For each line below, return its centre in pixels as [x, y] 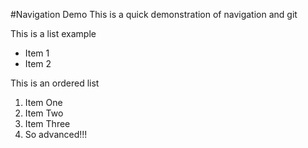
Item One [43, 102]
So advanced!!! [56, 134]
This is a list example [53, 33]
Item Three [47, 123]
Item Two [44, 113]
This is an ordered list [55, 83]
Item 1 [37, 53]
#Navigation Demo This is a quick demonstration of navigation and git [154, 14]
